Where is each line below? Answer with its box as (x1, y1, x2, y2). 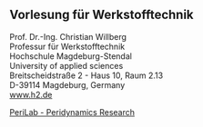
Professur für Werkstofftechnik (9, 41, 126, 52)
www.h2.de (9, 89, 53, 100)
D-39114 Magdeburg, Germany (9, 79, 126, 90)
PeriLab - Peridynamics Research (9, 106, 135, 117)
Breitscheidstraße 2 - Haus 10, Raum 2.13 (9, 70, 164, 81)
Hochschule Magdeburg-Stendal (9, 50, 132, 62)
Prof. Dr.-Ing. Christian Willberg (9, 31, 127, 42)
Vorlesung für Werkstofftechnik (9, 7, 194, 23)
